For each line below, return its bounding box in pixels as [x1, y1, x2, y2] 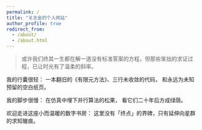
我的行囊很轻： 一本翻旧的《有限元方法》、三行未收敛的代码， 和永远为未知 [6, 76, 195, 83]
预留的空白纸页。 [6, 83, 50, 91]
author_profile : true [6, 20, 62, 26]
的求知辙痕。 [6, 117, 39, 124]
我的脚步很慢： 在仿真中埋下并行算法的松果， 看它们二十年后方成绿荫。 [6, 96, 187, 104]
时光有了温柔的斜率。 [42, 63, 97, 70]
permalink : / [6, 9, 40, 15]
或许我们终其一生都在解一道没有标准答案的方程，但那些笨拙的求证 [21, 55, 188, 62]
